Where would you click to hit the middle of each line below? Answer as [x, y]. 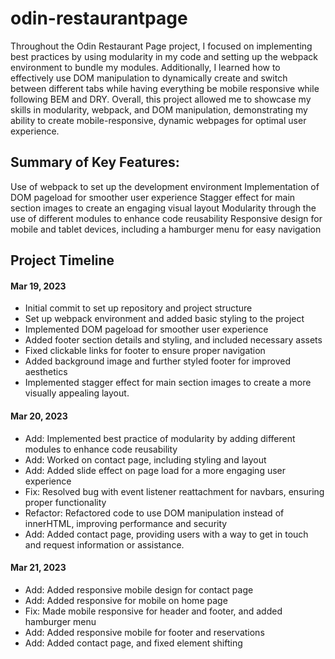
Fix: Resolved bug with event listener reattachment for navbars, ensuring [174, 491]
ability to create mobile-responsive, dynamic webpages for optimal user [158, 120]
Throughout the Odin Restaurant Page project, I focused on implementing [161, 46]
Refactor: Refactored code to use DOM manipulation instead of [154, 513]
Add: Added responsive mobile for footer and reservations [144, 632]
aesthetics [46, 372]
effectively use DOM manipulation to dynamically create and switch [149, 78]
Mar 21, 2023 [38, 568]
